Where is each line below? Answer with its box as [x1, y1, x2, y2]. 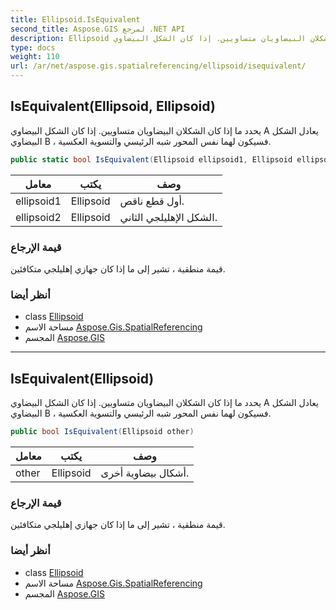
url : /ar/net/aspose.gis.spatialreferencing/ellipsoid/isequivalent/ [10, 61, 307, 71]
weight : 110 [10, 52, 60, 62]
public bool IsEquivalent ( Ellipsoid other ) [10, 427, 195, 437]
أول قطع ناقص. [119, 194, 185, 208]
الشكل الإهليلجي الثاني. [119, 210, 218, 224]
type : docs [10, 42, 56, 53]
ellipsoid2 [15, 210, 62, 224]
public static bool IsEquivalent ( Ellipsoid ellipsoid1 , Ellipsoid [10, 154, 293, 165]
